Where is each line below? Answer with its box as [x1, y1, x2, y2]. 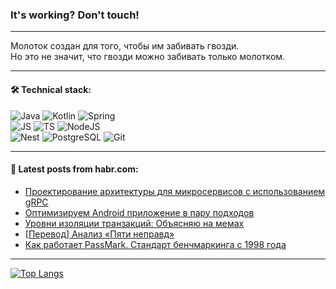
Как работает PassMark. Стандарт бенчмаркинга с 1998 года [24, 238, 287, 250]
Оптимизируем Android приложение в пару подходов [24, 206, 255, 218]
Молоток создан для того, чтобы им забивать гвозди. [10, 40, 240, 52]
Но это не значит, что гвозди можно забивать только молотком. [10, 51, 286, 63]
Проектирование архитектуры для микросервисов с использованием [24, 185, 326, 197]
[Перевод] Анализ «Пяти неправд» [24, 228, 175, 240]
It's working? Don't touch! [10, 8, 140, 22]
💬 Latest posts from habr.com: [10, 163, 139, 175]
